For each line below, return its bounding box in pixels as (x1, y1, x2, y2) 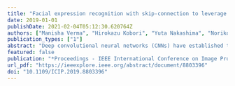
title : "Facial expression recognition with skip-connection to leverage (7, 10, 227, 17)
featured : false (7, 49, 55, 56)
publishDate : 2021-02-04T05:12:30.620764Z (7, 23, 133, 30)
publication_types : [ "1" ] (7, 36, 83, 43)
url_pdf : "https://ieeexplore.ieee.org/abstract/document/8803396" (7, 62, 208, 69)
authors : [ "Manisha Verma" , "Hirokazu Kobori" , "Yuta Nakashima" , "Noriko (7, 29, 230, 37)
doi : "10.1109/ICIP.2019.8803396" (7, 68, 108, 75)
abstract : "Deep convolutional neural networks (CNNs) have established (7, 42, 224, 49)
